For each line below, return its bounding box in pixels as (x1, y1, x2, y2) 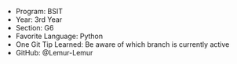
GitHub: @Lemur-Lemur (15, 48, 93, 57)
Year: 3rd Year (15, 15, 63, 24)
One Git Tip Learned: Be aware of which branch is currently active (15, 40, 230, 49)
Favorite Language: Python (15, 31, 104, 41)
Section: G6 (15, 23, 54, 32)
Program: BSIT (15, 7, 64, 16)
